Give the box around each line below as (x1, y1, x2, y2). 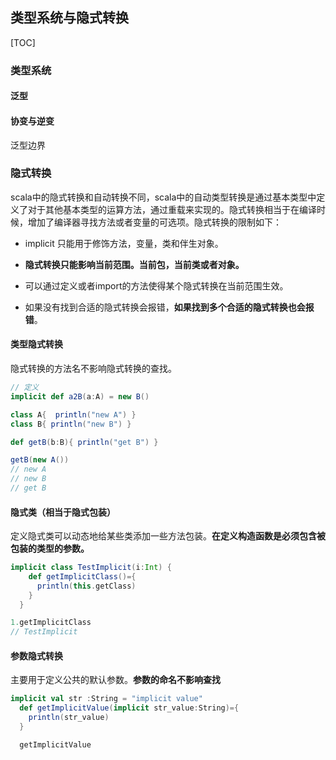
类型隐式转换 (10, 338, 63, 350)
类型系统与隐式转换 (10, 9, 129, 27)
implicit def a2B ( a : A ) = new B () (10, 391, 150, 402)
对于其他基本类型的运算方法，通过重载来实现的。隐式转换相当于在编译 (27, 203, 317, 215)
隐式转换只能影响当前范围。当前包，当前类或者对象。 (24, 258, 245, 270)
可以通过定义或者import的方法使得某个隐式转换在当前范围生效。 (24, 279, 289, 292)
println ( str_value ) (28, 713, 110, 723)
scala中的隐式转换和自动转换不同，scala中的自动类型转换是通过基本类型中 (10, 191, 317, 203)
